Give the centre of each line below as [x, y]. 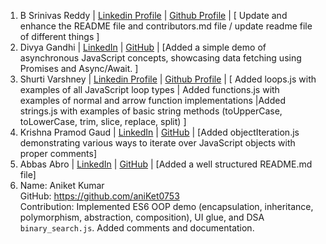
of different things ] [59, 36]
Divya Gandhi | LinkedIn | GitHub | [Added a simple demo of [143, 47]
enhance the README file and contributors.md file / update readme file [166, 26]
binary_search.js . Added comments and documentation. [137, 228]
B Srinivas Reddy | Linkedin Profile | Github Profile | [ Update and [153, 15]
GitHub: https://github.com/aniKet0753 [99, 196]
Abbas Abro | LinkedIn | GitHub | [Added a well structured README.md [166, 164]
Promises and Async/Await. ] [79, 68]
